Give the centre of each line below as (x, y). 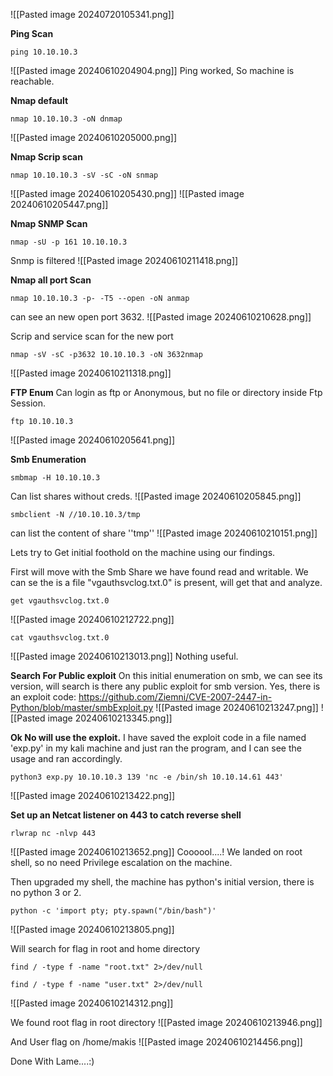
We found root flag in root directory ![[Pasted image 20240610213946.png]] (166, 1022)
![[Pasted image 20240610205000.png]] (94, 137)
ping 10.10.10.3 (44, 52)
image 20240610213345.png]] (110, 718)
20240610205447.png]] (59, 204)
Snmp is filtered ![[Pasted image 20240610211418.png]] (124, 260)
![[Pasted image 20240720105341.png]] (92, 14)
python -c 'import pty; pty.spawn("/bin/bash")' (113, 911)
